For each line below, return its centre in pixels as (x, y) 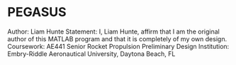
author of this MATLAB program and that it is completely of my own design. (117, 38)
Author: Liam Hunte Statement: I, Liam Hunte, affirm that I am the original (113, 31)
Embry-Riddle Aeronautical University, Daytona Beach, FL (91, 54)
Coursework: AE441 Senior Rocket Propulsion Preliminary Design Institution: (118, 46)
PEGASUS (37, 12)
